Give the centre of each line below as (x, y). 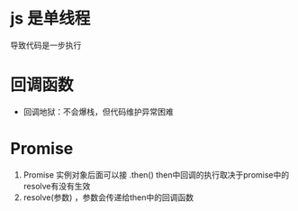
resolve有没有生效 (57, 186)
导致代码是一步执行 (46, 45)
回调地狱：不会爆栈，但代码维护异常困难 (98, 111)
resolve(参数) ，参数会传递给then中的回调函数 (108, 197)
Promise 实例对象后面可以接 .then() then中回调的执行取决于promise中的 (156, 174)
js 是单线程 (50, 18)
